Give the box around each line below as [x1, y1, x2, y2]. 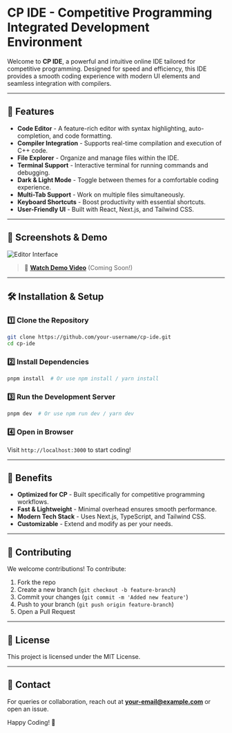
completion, [17, 132, 52, 140]
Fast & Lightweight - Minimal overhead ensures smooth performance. [17, 505, 217, 514]
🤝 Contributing [7, 546, 72, 558]
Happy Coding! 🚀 [7, 718, 56, 726]
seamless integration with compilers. [7, 79, 112, 87]
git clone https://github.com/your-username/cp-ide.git [7, 334, 171, 341]
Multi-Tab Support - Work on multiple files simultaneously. [17, 190, 185, 199]
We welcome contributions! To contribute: [7, 565, 126, 573]
